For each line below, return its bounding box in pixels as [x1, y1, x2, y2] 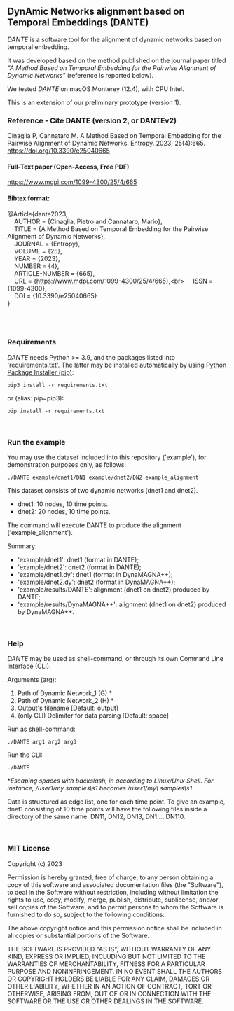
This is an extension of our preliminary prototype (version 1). [7, 98, 181, 106]
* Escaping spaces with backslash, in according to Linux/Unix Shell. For [7, 776, 214, 785]
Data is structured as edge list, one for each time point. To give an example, [7, 797, 226, 806]
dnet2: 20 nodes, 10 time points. [17, 508, 111, 516]
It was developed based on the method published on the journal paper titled [7, 56, 226, 64]
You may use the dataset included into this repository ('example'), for [7, 453, 207, 461]
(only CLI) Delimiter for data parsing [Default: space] [17, 711, 170, 720]
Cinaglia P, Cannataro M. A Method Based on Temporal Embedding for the [7, 132, 222, 140]
